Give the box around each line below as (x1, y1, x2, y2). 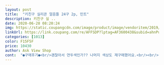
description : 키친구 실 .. (5, 16, 56, 21)
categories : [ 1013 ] (5, 35, 45, 40)
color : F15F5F (5, 39, 34, 44)
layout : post (5, 7, 32, 12)
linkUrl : (5, 30, 23, 35)
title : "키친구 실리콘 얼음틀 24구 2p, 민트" (5, 12, 89, 17)
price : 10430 (5, 43, 32, 48)
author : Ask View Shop (5, 48, 51, 53)
